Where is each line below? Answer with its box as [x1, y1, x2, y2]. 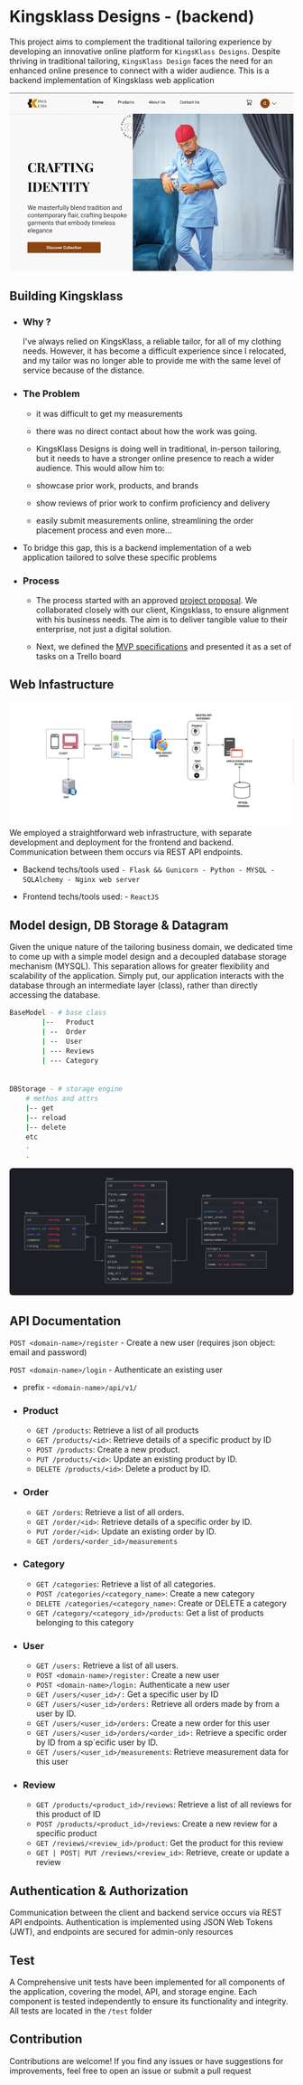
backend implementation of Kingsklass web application [9, 74, 215, 85]
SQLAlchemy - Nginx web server [22, 876, 141, 885]
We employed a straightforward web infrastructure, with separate [9, 828, 252, 839]
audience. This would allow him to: [35, 462, 165, 473]
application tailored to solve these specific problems [22, 552, 217, 563]
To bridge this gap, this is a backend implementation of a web [22, 542, 252, 553]
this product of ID [35, 1809, 101, 1820]
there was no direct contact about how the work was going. [35, 425, 258, 436]
